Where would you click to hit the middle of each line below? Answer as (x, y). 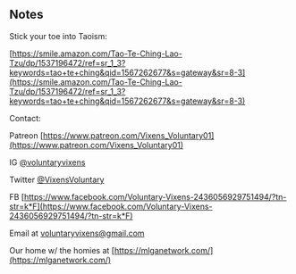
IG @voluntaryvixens (47, 162)
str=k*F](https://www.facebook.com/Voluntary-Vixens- (111, 206)
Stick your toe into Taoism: (58, 36)
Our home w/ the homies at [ (62, 250)
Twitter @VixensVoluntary (57, 179)
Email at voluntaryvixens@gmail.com (77, 233)
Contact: (25, 118)
